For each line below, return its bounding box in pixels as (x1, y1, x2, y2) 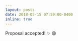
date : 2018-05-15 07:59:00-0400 (5, 12, 73, 17)
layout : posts (5, 7, 35, 12)
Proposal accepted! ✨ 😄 (5, 30, 56, 36)
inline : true (5, 16, 33, 21)
